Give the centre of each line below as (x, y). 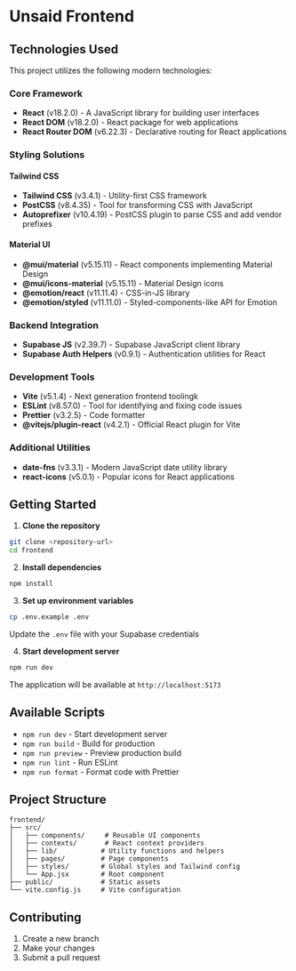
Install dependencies (62, 567)
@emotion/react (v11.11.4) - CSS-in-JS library (106, 293)
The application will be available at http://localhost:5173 (115, 684)
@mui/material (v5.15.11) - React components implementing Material (147, 264)
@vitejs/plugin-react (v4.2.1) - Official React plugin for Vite (131, 425)
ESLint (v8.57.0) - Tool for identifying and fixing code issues (132, 405)
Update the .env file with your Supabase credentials (104, 634)
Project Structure (58, 799)
